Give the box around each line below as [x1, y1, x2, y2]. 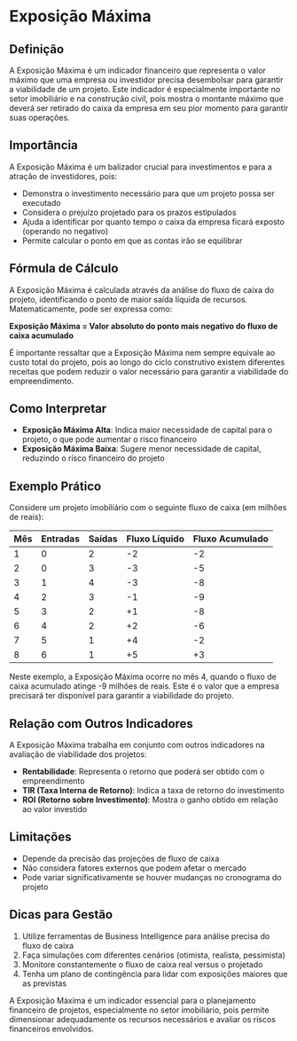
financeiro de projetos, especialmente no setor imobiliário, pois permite [9, 1005, 270, 1015]
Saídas [88, 532, 118, 545]
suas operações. [9, 113, 71, 122]
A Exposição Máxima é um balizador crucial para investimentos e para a [9, 162, 272, 172]
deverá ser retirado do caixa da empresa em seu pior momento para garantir [9, 103, 289, 113]
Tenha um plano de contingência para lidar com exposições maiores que [21, 968, 288, 979]
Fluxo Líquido [126, 532, 184, 545]
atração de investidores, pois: [9, 170, 118, 181]
